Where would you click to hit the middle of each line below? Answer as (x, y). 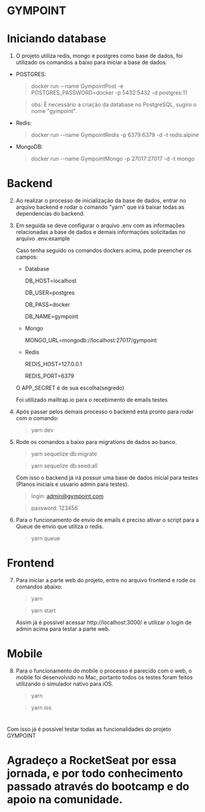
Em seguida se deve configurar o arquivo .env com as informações (100, 225)
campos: (27, 257)
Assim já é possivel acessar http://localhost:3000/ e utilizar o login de (104, 622)
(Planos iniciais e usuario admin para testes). (72, 484)
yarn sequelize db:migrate (64, 454)
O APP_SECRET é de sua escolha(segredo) (70, 388)
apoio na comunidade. (65, 800)
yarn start (43, 611)
